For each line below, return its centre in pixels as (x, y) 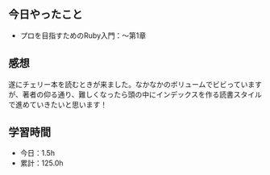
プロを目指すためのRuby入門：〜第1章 (83, 35)
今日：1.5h (37, 153)
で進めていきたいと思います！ (58, 104)
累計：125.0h (42, 163)
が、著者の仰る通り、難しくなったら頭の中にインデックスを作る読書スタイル (135, 94)
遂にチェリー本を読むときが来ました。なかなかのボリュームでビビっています (135, 84)
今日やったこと (46, 15)
